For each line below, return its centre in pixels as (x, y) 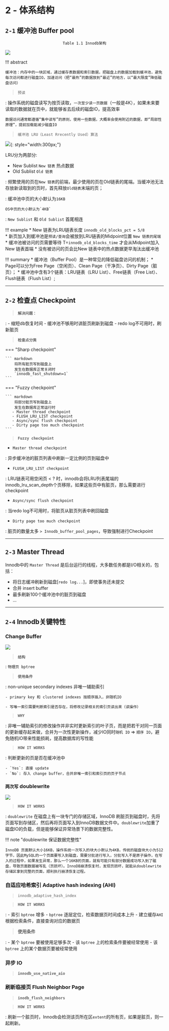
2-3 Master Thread (35, 552)
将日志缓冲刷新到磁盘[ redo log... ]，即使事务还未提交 (68, 582)
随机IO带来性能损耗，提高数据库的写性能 (52, 738)
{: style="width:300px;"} (36, 145)
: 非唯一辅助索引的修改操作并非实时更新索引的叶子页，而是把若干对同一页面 (83, 726)
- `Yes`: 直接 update (27, 769)
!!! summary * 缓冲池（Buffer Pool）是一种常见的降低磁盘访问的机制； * (79, 259)
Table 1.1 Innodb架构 (84, 43)
